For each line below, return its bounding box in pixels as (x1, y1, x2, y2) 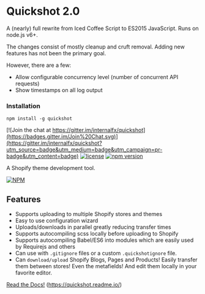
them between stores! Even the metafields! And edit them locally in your (15, 263, 197, 270)
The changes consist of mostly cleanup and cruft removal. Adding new (6, 43, 185, 50)
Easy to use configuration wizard (15, 217, 99, 225)
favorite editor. (15, 269, 53, 277)
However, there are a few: (6, 61, 72, 69)
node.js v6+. (6, 31, 38, 38)
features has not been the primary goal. (6, 49, 106, 56)
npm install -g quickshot (6, 115, 72, 122)
